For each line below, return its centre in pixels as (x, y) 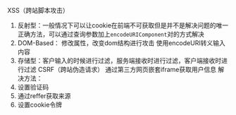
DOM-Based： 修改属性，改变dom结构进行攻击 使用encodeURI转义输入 (121, 43)
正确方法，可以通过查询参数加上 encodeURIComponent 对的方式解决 (111, 34)
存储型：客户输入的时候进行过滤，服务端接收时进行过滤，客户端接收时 (119, 61)
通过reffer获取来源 (44, 96)
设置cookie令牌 (39, 105)
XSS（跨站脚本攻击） (38, 10)
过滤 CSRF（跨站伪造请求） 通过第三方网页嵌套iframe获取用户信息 (120, 69)
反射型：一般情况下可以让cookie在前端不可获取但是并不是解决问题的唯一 (123, 25)
